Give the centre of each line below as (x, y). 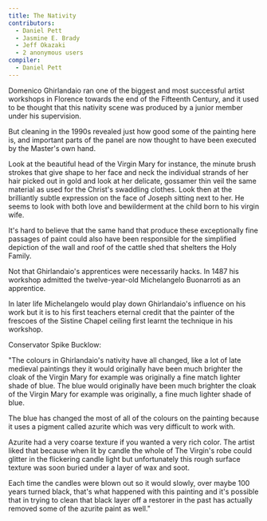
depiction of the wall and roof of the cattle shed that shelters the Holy (122, 247)
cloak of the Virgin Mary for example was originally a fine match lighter (124, 377)
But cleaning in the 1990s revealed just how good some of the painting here (132, 131)
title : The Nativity (43, 16)
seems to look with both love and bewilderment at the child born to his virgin (134, 206)
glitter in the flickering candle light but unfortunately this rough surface (124, 459)
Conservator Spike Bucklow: (55, 344)
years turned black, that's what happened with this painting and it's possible (133, 491)
